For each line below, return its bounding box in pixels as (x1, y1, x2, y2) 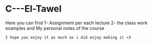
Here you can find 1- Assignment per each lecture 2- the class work (5, 20, 148, 26)
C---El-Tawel (5, 3, 62, 15)
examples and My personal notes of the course (5, 25, 105, 31)
